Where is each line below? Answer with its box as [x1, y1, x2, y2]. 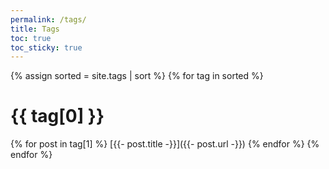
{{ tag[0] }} [10, 105, 105, 128]
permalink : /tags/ [10, 14, 87, 25]
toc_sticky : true [10, 42, 83, 53]
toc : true [10, 33, 52, 43]
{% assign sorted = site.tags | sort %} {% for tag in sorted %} [10, 70, 264, 82]
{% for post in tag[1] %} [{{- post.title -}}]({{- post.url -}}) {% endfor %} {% [10, 138, 320, 150]
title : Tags [10, 24, 60, 34]
